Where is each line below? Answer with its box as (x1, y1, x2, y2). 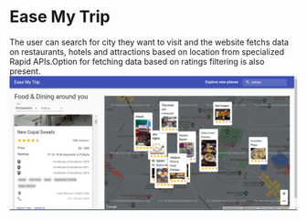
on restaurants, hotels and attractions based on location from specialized (9, 46, 285, 57)
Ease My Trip (9, 6, 111, 27)
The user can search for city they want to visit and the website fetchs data (9, 37, 290, 47)
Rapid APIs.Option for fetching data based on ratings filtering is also (9, 56, 265, 67)
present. (9, 66, 41, 77)
